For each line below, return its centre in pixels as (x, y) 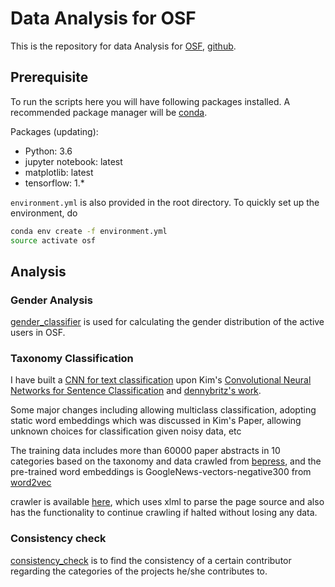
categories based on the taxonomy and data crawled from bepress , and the (166, 461)
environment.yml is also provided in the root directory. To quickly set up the (165, 202)
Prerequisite (49, 77)
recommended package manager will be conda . (109, 112)
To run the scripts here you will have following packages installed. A (150, 101)
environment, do (44, 213)
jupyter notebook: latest (73, 161)
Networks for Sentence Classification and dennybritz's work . (136, 391)
